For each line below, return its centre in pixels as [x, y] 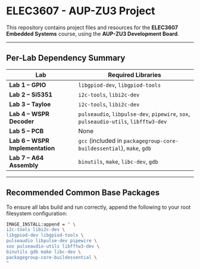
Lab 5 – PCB [26, 131]
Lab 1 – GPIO [28, 85]
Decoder [22, 121]
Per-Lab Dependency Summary [66, 58]
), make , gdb [136, 148]
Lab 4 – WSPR [29, 114]
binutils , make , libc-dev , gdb [118, 161]
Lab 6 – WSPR [29, 140]
